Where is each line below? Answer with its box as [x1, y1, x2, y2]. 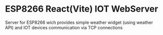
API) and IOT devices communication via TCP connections [5, 24, 123, 30]
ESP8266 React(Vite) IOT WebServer [5, 3, 158, 15]
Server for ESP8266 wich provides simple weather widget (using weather [5, 19, 153, 25]
